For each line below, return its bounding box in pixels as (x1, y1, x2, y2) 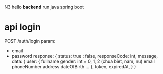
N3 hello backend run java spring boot (4, 4, 84, 10)
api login (4, 22, 41, 33)
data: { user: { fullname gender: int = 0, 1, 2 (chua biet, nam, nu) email (11, 58, 155, 64)
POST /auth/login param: (4, 38, 56, 44)
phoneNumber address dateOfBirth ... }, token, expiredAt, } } (11, 63, 136, 69)
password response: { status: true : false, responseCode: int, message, (11, 53, 158, 59)
